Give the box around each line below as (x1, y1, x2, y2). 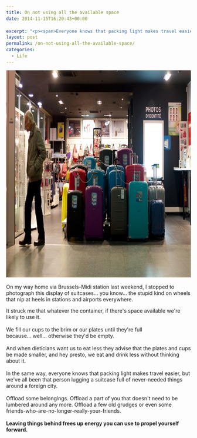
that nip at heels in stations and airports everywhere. (6, 296, 134, 303)
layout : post (6, 34, 38, 41)
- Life (11, 53, 28, 59)
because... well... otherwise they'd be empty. (6, 332, 114, 339)
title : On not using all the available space (6, 9, 119, 15)
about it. (6, 357, 26, 364)
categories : (6, 47, 35, 53)
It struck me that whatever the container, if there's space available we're (6, 307, 181, 314)
